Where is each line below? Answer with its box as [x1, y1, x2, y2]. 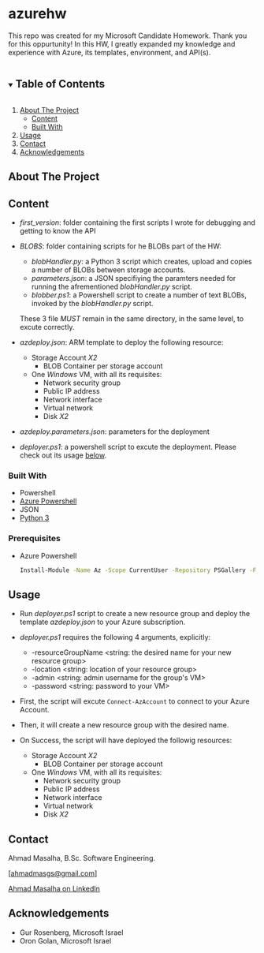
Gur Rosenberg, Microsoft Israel [19, 928, 124, 937]
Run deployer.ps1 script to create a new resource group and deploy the [19, 609, 251, 619]
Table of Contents [15, 77, 105, 91]
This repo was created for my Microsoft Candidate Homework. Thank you [8, 31, 247, 40]
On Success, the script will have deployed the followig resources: [19, 735, 232, 746]
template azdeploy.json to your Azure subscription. [19, 617, 186, 627]
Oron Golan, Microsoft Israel [19, 936, 112, 945]
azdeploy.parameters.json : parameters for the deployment [19, 427, 210, 436]
